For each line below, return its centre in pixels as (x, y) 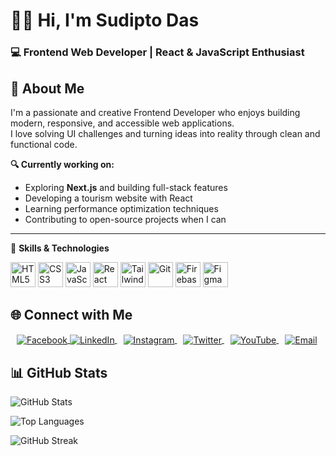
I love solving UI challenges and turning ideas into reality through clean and (165, 133)
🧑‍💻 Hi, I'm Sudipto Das (105, 20)
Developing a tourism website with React (108, 198)
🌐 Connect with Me (71, 315)
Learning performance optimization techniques (121, 208)
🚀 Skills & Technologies (60, 248)
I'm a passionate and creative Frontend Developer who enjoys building (155, 112)
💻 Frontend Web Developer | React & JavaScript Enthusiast (157, 52)
